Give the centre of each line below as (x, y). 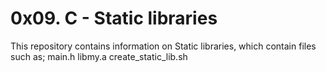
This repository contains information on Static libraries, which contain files (163, 46)
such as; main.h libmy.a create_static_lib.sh (99, 56)
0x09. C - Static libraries (114, 18)
